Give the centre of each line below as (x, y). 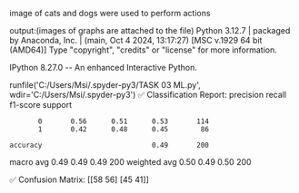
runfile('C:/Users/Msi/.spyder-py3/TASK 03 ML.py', (105, 85)
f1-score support (41, 105)
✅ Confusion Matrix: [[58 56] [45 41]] (80, 179)
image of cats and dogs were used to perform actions (110, 13)
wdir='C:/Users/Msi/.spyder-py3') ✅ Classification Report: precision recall (148, 95)
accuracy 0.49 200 (109, 145)
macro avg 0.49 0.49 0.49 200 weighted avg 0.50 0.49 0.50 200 (130, 162)
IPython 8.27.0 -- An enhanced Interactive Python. (103, 68)
